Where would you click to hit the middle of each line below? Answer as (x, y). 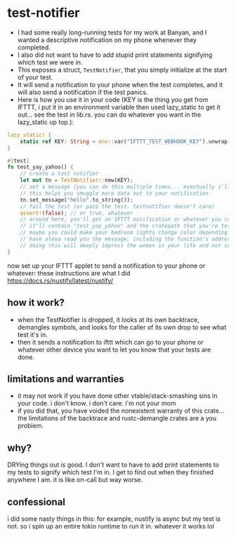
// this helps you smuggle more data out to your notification (114, 193)
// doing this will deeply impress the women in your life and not (120, 245)
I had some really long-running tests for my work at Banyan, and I (112, 32)
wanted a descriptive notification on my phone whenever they (107, 39)
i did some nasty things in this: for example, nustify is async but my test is (114, 519)
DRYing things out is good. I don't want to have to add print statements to (113, 465)
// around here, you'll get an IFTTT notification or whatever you (120, 219)
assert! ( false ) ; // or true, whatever (77, 213)
